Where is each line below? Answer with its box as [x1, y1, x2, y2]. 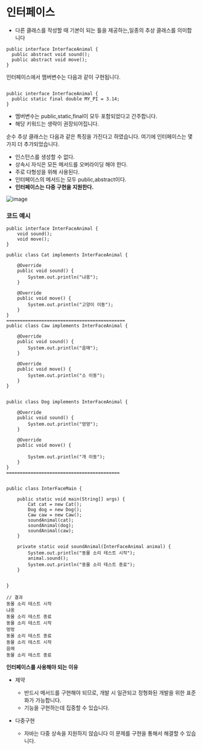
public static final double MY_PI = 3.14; [11, 96, 120, 102]
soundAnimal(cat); [28, 517, 74, 523]
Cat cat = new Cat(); [28, 502, 83, 508]
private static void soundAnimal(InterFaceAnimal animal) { [17, 544, 171, 550]
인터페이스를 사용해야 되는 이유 [6, 664, 78, 671]
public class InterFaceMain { [6, 486, 83, 492]
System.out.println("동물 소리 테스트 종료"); [28, 562, 136, 568]
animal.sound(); [28, 555, 69, 561]
